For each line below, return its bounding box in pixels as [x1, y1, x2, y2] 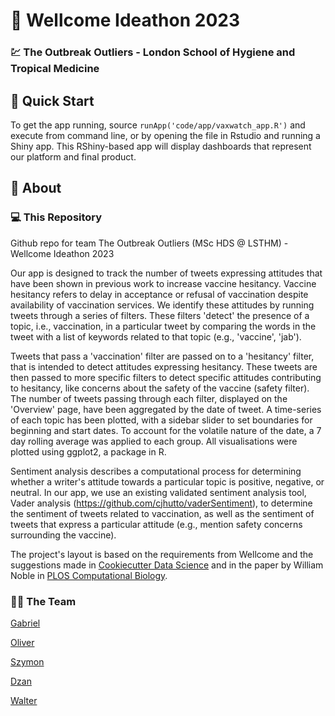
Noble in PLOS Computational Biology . [10, 569, 168, 581]
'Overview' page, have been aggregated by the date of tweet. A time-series [10, 403, 322, 415]
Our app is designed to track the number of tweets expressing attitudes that [10, 267, 323, 279]
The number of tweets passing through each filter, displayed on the [10, 392, 288, 404]
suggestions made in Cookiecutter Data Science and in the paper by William [10, 559, 324, 571]
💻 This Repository [10, 210, 103, 224]
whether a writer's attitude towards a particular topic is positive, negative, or [10, 475, 325, 488]
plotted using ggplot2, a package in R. [10, 445, 167, 458]
